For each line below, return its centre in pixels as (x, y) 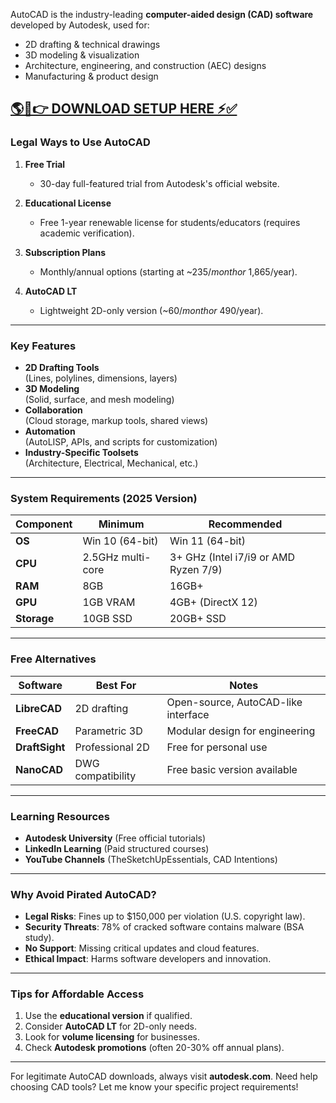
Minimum (121, 524)
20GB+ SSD (198, 619)
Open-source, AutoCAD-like (234, 702)
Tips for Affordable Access (77, 994)
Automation (50, 431)
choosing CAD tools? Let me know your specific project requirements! (154, 1087)
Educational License (68, 203)
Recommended (245, 524)
